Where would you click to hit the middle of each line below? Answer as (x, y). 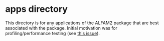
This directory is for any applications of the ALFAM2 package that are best (82, 23)
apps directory (36, 9)
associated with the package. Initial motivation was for (61, 28)
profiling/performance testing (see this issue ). (53, 33)
